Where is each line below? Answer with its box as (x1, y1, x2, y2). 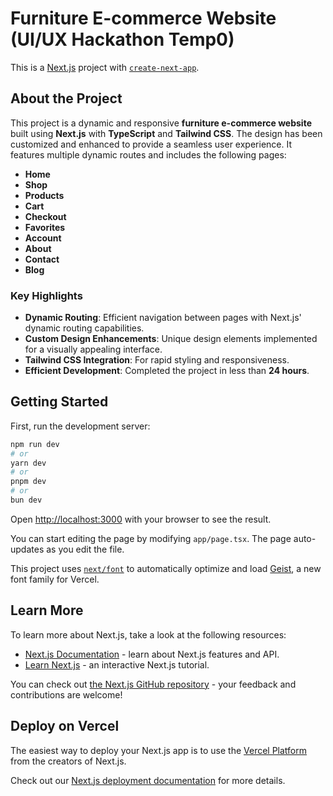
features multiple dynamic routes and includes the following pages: (10, 148, 287, 161)
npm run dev (10, 439, 60, 449)
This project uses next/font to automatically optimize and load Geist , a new (10, 562, 322, 574)
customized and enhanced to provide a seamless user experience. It (10, 138, 293, 150)
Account (24, 232, 62, 244)
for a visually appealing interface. (24, 343, 163, 356)
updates (10, 543, 45, 555)
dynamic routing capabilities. (24, 322, 145, 334)
